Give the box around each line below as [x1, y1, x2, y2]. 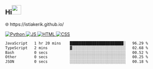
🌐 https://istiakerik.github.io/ [5, 21, 64, 27]
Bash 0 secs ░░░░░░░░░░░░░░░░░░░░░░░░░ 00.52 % [5, 50, 149, 55]
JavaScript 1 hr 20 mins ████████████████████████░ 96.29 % [5, 41, 149, 46]
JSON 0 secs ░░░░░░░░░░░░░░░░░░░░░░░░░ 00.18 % [5, 59, 149, 65]
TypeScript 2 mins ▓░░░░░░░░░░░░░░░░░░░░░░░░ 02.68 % [5, 45, 149, 50]
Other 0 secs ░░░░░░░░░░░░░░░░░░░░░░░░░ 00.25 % [5, 55, 149, 60]
